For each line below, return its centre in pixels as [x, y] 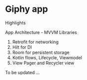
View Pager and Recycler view [43, 63]
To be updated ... [22, 72]
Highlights [16, 23]
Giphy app [27, 9]
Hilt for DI [22, 47]
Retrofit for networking [35, 42]
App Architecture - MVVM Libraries [41, 32]
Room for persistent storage [41, 52]
